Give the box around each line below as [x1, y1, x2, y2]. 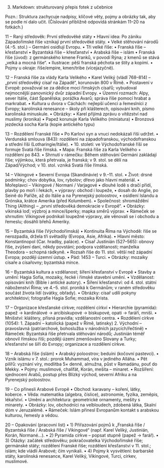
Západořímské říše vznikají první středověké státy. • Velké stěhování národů [5, 39, 159, 45]
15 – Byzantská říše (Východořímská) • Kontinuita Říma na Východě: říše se [5, 228, 157, 234]
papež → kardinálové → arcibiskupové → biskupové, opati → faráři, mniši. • [5, 310, 157, 316]
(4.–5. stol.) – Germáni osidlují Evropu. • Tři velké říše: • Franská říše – [5, 44, 146, 50]
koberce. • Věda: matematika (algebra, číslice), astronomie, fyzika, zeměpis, [5, 391, 159, 397]
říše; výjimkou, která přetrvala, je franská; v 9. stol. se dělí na [5, 157, 128, 163]
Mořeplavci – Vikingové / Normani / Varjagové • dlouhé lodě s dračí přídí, [5, 182, 152, 188]
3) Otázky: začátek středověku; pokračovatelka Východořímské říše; [5, 438, 143, 443]
